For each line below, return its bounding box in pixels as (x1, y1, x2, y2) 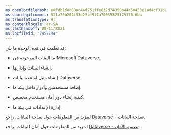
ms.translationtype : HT (5, 17, 56, 22)
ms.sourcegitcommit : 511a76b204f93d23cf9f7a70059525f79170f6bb (5, 12, 142, 17)
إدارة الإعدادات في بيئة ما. (12, 104, 62, 110)
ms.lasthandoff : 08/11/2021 (5, 26, 65, 31)
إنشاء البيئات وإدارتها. (12, 64, 52, 71)
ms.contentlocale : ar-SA (5, 21, 58, 27)
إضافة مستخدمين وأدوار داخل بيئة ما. (12, 84, 82, 90)
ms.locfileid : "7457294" (5, 31, 58, 36)
